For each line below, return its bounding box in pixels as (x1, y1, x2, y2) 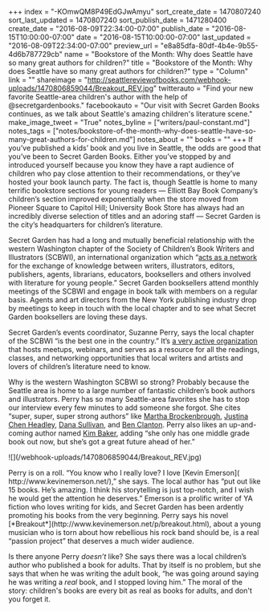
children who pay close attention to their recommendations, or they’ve (8, 168, 241, 178)
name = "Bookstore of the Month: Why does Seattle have (63, 50, 253, 59)
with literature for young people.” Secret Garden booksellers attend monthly (8, 278, 259, 287)
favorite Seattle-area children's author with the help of (8, 92, 188, 101)
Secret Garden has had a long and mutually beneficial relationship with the (8, 236, 255, 245)
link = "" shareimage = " (8, 75, 88, 84)
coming (8, 428, 34, 438)
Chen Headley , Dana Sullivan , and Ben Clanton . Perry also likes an (8, 420, 227, 429)
